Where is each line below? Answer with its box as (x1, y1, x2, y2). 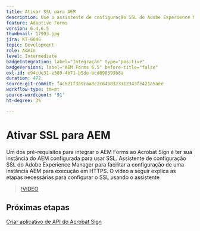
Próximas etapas (6, 202, 70, 212)
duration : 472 (6, 75, 42, 81)
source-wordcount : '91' (6, 92, 65, 98)
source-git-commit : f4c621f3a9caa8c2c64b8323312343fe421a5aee (6, 81, 164, 87)
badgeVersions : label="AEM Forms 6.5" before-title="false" (6, 64, 159, 70)
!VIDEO (20, 185, 39, 192)
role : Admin (6, 48, 36, 54)
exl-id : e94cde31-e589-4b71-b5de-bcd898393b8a (6, 70, 124, 76)
